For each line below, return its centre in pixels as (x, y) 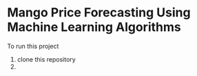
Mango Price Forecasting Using (99, 13)
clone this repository (46, 59)
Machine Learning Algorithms (94, 27)
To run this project (33, 46)
